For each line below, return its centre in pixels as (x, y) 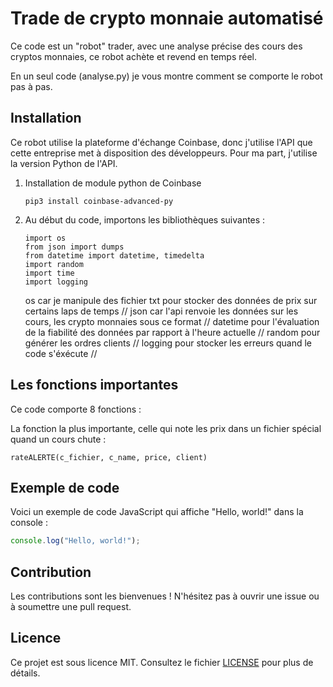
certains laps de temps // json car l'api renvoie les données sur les (161, 311)
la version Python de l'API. (64, 163)
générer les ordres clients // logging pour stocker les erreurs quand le (168, 343)
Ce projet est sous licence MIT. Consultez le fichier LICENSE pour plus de (162, 662)
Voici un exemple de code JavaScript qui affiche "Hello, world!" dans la (157, 512)
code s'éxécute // (61, 353)
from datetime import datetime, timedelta (114, 255)
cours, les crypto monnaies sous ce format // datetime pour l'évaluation (172, 321)
